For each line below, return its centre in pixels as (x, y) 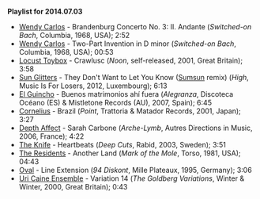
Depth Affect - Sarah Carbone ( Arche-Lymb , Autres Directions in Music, (136, 128)
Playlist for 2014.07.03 (45, 11)
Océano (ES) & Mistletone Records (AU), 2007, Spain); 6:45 (115, 103)
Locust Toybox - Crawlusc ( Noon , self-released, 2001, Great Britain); (130, 60)
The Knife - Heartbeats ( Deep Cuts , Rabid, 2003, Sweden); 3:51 (122, 145)
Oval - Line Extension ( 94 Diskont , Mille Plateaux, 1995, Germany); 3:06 (135, 170)
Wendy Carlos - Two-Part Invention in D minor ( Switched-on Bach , (127, 44)
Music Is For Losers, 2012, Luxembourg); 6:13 (93, 86)
